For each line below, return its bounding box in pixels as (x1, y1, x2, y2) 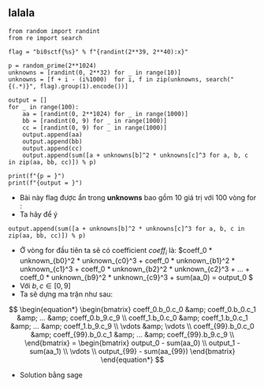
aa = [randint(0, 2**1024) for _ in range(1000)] (22, 110, 189, 117)
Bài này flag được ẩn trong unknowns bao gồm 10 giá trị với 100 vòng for (19, 192, 257, 202)
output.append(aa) (22, 130, 83, 139)
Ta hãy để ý (19, 209, 58, 219)
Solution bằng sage (19, 370, 83, 379)
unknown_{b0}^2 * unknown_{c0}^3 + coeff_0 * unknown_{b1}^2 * (19, 255, 235, 265)
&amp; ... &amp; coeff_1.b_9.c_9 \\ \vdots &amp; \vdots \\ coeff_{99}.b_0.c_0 (10, 321, 255, 330)
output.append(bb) (22, 137, 83, 145)
